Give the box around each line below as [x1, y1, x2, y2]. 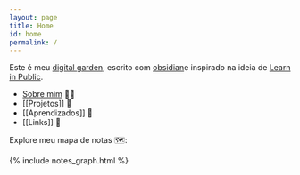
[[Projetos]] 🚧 [21, 99, 72, 109]
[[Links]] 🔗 [21, 117, 61, 128]
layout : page [9, 12, 58, 22]
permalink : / [9, 37, 58, 47]
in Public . [9, 72, 44, 83]
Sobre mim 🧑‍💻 [21, 89, 76, 99]
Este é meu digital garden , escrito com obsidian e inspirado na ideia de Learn [9, 62, 291, 73]
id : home [9, 29, 42, 38]
